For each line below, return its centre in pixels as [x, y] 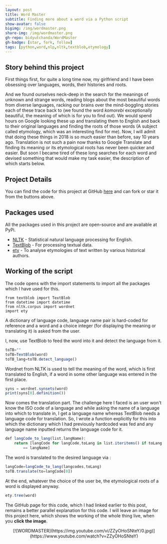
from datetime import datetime [38, 302]
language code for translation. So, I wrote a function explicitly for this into [81, 419]
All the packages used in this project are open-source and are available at [81, 225]
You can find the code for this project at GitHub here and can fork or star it [82, 191]
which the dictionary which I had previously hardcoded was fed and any [79, 424]
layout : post [19, 10]
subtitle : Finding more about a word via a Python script [67, 19]
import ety [16, 311]
